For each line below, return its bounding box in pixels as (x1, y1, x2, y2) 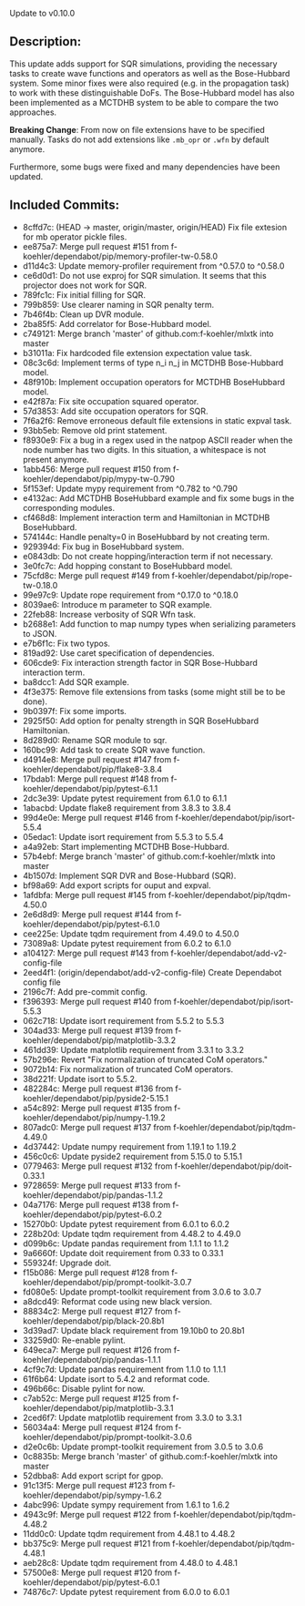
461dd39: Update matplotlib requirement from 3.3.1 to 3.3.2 (22, 1044, 244, 1055)
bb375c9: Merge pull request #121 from (22, 1538, 171, 1549)
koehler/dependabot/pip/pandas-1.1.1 (22, 1354, 161, 1365)
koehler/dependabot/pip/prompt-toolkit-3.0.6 (22, 1431, 193, 1442)
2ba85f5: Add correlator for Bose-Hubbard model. (22, 318, 212, 329)
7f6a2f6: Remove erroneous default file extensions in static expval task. (22, 414, 292, 426)
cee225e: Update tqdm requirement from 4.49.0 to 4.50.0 (22, 928, 239, 939)
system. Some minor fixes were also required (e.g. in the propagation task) (9, 77, 290, 88)
